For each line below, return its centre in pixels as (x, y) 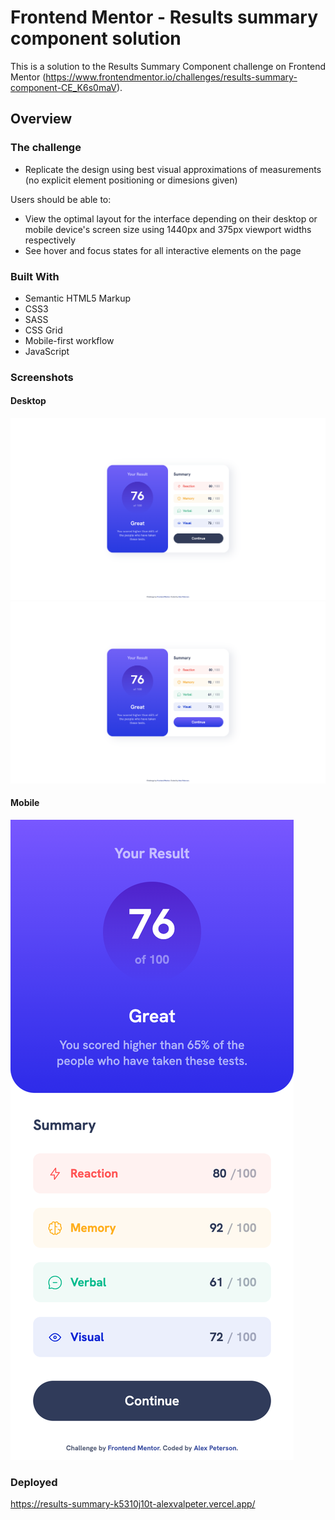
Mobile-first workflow (69, 340)
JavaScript (47, 351)
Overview (41, 119)
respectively (50, 240)
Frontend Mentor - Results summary (164, 17)
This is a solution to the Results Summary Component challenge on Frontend (168, 66)
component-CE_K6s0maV (63, 87)
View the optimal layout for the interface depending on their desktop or (171, 218)
